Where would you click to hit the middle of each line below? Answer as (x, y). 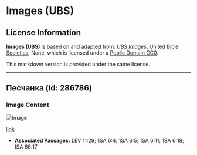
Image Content (28, 105)
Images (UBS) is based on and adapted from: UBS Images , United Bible (92, 46)
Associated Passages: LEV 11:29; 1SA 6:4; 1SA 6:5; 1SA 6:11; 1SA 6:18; (99, 140)
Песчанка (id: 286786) (49, 88)
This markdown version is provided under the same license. (78, 64)
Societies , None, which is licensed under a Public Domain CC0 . (82, 53)
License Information (43, 33)
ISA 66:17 (26, 146)
